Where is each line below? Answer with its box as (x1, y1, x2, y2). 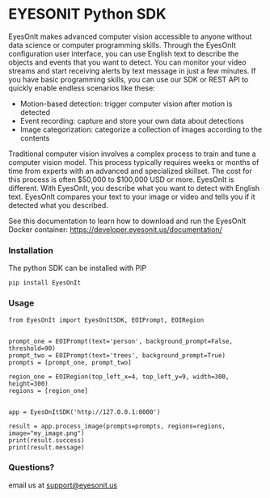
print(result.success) (8, 436, 85, 445)
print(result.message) (8, 443, 85, 451)
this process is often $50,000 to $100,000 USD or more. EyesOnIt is (8, 175, 234, 184)
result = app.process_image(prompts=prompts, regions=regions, (8, 422, 226, 430)
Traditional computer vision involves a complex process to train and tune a (8, 149, 256, 158)
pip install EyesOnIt (8, 279, 82, 287)
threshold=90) (8, 344, 57, 352)
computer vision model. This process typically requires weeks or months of (8, 157, 259, 167)
